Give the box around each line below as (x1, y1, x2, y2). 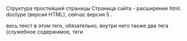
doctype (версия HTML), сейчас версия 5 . (6, 11, 113, 18)
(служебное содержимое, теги (6, 28, 84, 35)
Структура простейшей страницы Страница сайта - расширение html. (6, 5, 182, 12)
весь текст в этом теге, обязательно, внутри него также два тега (6, 23, 168, 29)
